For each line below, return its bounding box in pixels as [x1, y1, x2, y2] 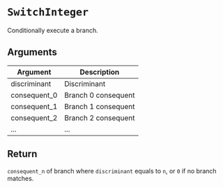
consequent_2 [10, 113, 58, 122]
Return [7, 148, 38, 160]
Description [79, 67, 120, 77]
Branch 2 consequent [63, 113, 135, 122]
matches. [7, 174, 34, 182]
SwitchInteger [7, 6, 89, 19]
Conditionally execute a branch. [7, 26, 99, 34]
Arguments [7, 46, 58, 58]
